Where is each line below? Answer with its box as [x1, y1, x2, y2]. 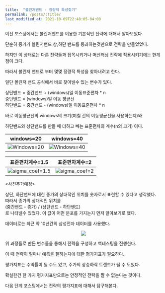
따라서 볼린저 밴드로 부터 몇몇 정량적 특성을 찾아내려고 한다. [5, 69, 121, 74]
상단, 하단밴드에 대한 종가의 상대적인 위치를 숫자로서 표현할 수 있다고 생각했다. [5, 192, 157, 198]
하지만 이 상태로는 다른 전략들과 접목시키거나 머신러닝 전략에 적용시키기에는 [5, 52, 152, 58]
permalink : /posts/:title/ [5, 12, 61, 17]
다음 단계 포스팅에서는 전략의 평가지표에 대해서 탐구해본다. [5, 283, 118, 289]
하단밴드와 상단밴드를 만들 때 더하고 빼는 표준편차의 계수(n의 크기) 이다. [5, 123, 144, 129]
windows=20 [9, 135, 42, 142]
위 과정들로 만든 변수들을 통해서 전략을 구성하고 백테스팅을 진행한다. [5, 240, 137, 246]
